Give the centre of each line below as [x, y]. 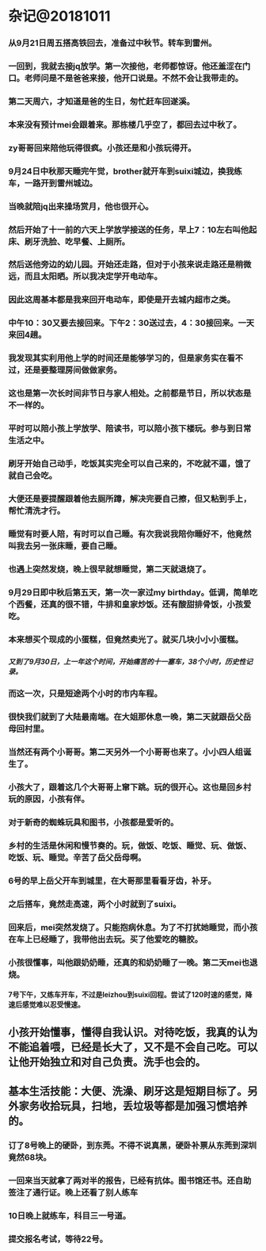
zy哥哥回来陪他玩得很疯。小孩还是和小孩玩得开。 [102, 147]
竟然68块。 [30, 1157]
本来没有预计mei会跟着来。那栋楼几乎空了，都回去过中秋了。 [125, 124]
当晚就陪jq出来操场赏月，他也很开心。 [81, 206]
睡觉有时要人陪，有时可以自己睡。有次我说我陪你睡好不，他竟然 [130, 534]
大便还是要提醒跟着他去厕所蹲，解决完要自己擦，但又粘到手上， [130, 499]
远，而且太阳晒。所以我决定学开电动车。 [85, 277]
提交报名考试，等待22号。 [58, 1239]
